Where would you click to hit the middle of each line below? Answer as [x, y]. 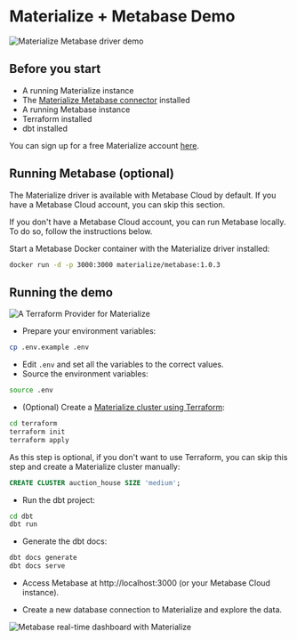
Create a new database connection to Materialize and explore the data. [152, 610]
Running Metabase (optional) [92, 174]
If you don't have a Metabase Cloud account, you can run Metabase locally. [148, 222]
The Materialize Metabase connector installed [106, 100]
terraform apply [39, 440]
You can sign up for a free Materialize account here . [104, 145]
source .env [31, 390]
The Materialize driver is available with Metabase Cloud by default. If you [143, 195]
